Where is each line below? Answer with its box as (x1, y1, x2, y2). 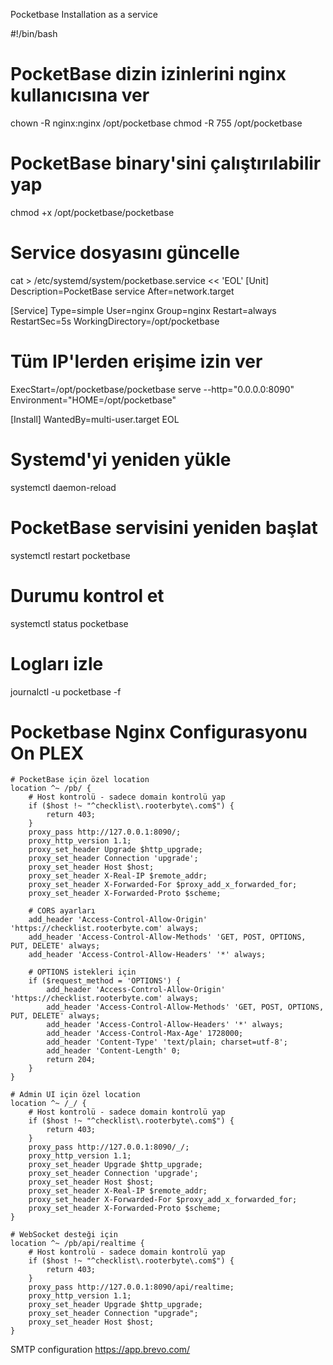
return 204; (46, 1055, 97, 1065)
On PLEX (10, 742, 85, 764)
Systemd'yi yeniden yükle (10, 448, 232, 471)
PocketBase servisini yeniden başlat (10, 516, 318, 539)
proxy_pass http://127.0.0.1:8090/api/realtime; (28, 1282, 235, 1293)
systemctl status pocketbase (10, 617, 129, 629)
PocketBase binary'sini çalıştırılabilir (10, 152, 322, 175)
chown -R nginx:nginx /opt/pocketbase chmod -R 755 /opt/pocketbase (10, 117, 303, 129)
